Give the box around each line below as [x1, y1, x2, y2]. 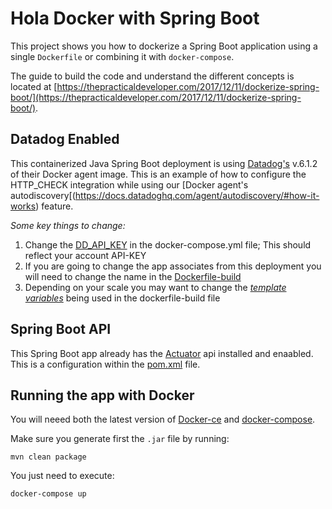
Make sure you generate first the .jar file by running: [10, 433, 230, 445]
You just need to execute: [10, 470, 115, 482]
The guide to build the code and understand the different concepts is [10, 70, 295, 82]
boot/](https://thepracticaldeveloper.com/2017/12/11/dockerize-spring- [10, 91, 302, 103]
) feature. [35, 200, 74, 212]
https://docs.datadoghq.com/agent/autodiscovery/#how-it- [74, 189, 320, 201]
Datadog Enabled [10, 131, 120, 148]
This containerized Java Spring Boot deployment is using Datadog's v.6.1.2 [10, 157, 318, 169]
